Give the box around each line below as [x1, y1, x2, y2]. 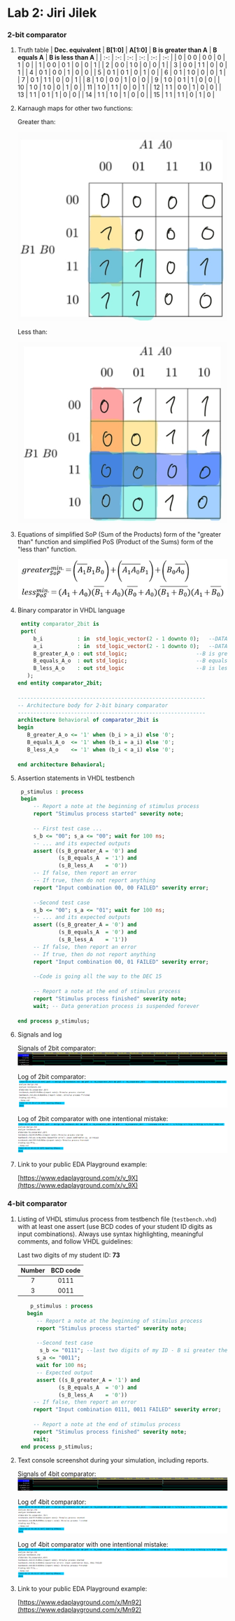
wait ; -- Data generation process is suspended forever [33, 1002, 200, 1009]
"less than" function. [17, 545, 77, 553]
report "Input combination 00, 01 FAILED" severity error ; [33, 958, 209, 965]
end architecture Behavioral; [17, 761, 106, 768]
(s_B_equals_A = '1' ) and [58, 854, 137, 862]
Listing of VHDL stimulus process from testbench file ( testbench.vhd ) [17, 1215, 217, 1223]
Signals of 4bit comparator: [17, 1469, 97, 1478]
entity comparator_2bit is [20, 621, 99, 628]
